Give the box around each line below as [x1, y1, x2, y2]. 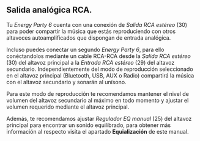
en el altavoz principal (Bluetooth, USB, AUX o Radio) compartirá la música [6, 71, 194, 79]
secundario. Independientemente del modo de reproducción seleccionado [6, 65, 194, 73]
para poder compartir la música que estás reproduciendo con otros [6, 27, 176, 35]
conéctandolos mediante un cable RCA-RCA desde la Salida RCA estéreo [6, 52, 191, 60]
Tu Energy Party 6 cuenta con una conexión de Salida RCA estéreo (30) [6, 21, 188, 28]
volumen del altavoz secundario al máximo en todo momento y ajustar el [6, 96, 189, 104]
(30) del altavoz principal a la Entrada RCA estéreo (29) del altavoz [6, 59, 175, 66]
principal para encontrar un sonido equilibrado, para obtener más [6, 121, 171, 129]
